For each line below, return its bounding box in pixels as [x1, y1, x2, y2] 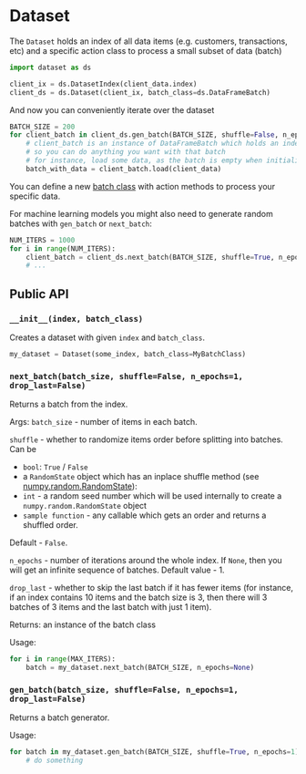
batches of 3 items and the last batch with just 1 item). [9, 602, 212, 613]
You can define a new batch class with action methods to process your [9, 181, 276, 191]
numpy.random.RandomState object [22, 501, 148, 511]
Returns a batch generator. [9, 712, 110, 723]
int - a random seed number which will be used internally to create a [22, 490, 282, 501]
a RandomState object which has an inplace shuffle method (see [22, 471, 260, 482]
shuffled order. [22, 520, 79, 531]
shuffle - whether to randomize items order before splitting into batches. [9, 434, 284, 445]
